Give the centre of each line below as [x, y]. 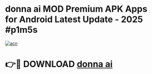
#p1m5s [21, 30]
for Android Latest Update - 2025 [74, 19]
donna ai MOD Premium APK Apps [76, 9]
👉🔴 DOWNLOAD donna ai [59, 64]
